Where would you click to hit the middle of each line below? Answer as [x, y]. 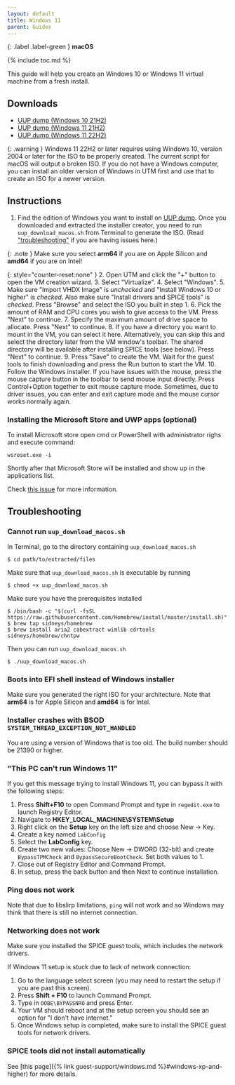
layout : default [31, 14]
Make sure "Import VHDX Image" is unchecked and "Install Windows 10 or [114, 289]
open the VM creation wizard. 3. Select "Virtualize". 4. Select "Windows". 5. [116, 282]
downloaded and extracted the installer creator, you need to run [109, 225]
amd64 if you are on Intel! [45, 261]
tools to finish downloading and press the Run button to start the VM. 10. [112, 364]
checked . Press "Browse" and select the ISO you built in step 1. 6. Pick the [114, 305]
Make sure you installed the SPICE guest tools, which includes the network [115, 946]
